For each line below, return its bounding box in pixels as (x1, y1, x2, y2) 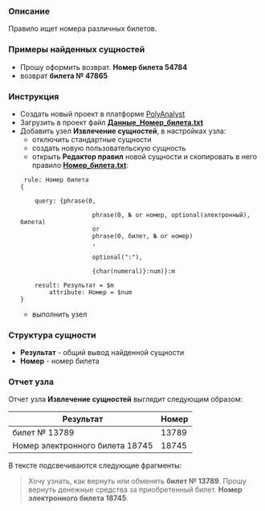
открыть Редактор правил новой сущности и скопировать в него (31, 151, 258, 161)
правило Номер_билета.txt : (31, 160, 128, 170)
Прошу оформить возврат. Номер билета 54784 (19, 62, 188, 72)
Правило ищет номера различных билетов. (8, 24, 157, 34)
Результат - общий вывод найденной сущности (19, 348, 185, 358)
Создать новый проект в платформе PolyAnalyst (19, 108, 185, 118)
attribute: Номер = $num (49, 288, 132, 296)
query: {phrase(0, (35, 197, 96, 205)
